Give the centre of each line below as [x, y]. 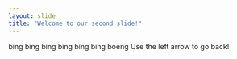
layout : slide [32, 16]
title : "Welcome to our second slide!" [75, 23]
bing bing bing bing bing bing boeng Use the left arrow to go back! [119, 46]
